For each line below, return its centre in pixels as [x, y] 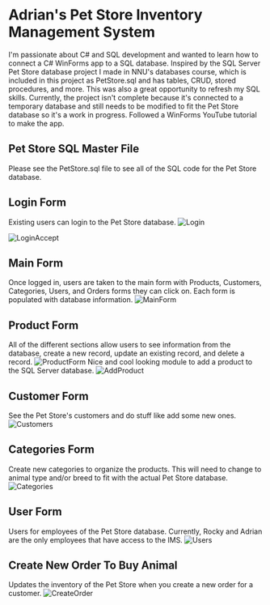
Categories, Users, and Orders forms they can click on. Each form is [122, 291]
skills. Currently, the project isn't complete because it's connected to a [126, 97]
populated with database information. [71, 300]
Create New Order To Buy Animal [93, 566]
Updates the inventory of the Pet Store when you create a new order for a [131, 585]
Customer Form [49, 396]
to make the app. [36, 123]
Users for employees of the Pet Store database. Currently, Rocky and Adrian [135, 531]
